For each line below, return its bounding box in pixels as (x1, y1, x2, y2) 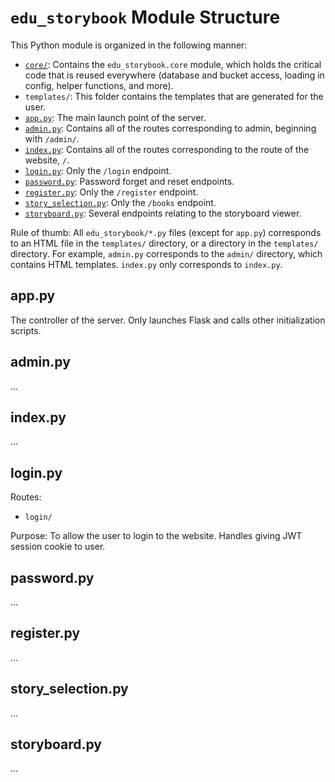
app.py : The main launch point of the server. (24, 111, 207, 123)
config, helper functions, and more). (24, 79, 174, 91)
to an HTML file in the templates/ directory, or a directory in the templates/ (10, 237, 319, 249)
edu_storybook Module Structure (10, 6, 281, 29)
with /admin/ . (24, 132, 80, 145)
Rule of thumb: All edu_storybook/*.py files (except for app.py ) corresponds (10, 226, 322, 238)
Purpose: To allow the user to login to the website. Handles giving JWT (10, 530, 303, 542)
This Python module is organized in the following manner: (10, 39, 248, 51)
